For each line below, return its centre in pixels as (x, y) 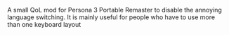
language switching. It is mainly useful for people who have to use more (111, 17)
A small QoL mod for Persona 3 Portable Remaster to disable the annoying (115, 10)
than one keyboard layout (44, 24)
